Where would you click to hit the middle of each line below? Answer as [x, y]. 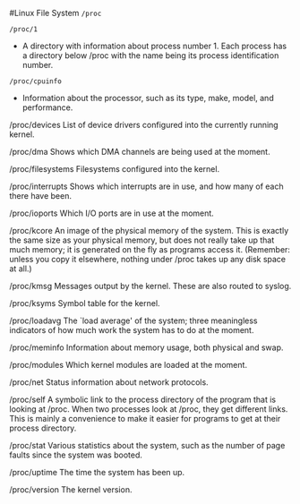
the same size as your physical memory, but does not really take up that [142, 240]
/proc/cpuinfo [36, 81]
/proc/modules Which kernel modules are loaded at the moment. [129, 365]
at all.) [21, 269]
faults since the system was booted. [76, 455]
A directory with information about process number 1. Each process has [154, 46]
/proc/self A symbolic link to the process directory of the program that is [142, 399]
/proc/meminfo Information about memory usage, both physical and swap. [146, 347]
